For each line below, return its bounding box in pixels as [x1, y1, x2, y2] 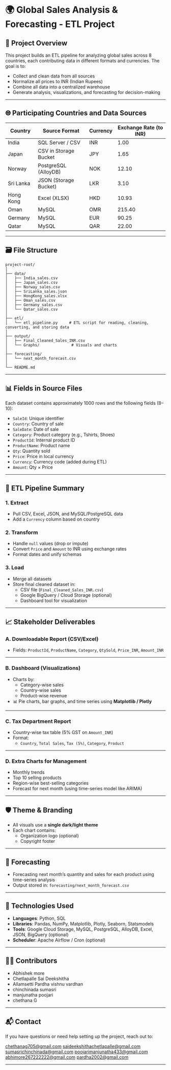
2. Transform [5, 529, 38, 536]
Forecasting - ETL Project [5, 18, 115, 30]
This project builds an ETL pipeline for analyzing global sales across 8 [5, 52, 152, 58]
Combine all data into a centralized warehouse [12, 84, 110, 90]
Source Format [42, 127, 80, 134]
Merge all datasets [12, 575, 52, 582]
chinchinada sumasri [12, 986, 56, 992]
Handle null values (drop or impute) [12, 541, 89, 547]
